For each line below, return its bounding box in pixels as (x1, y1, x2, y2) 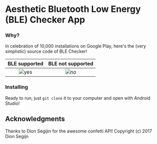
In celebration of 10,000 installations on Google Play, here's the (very (5, 43, 147, 49)
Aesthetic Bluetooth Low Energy (5, 3, 141, 15)
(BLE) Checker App (5, 14, 85, 25)
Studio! (5, 100, 20, 106)
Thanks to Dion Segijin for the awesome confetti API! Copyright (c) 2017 (5, 128, 153, 134)
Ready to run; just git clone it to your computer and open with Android (5, 95, 151, 101)
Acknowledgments (5, 115, 66, 123)
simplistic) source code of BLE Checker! (5, 48, 87, 54)
